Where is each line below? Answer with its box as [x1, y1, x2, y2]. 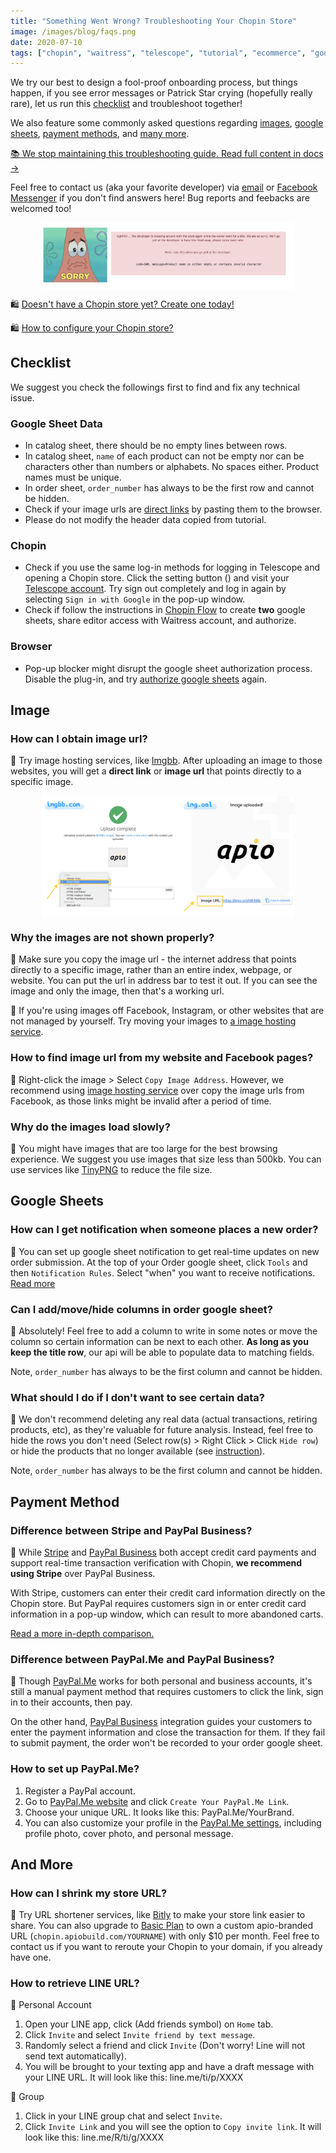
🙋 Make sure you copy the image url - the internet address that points [10, 953, 297, 965]
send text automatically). [24, 2050, 127, 2062]
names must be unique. [24, 471, 122, 484]
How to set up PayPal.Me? [10, 1762, 140, 1776]
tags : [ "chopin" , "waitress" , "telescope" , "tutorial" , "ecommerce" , [10, 48, 307, 58]
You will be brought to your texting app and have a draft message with [24, 2061, 315, 2073]
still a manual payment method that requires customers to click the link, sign [10, 1686, 324, 1698]
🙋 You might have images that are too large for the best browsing [10, 1142, 278, 1154]
